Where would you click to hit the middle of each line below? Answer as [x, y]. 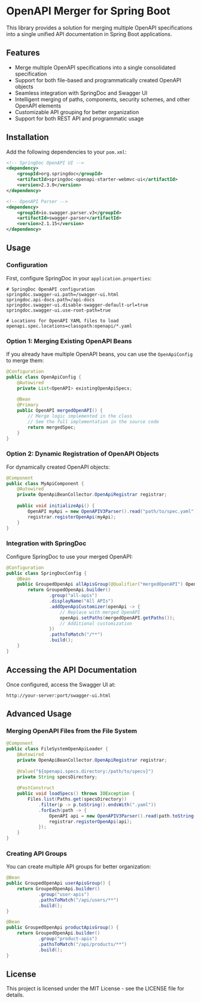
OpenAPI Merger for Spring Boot [88, 11]
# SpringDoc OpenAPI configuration [51, 289]
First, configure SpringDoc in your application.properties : [79, 278]
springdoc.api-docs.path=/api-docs [51, 300]
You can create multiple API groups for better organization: [79, 867]
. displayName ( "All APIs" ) [81, 601]
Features [23, 53]
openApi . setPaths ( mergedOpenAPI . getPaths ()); [117, 618]
